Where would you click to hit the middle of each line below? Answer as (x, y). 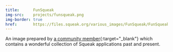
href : (11, 24)
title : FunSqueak (30, 10)
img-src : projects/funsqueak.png (45, 15)
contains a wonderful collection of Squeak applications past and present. (83, 44)
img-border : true (24, 19)
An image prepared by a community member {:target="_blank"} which (79, 39)
